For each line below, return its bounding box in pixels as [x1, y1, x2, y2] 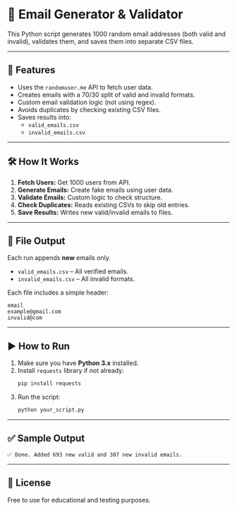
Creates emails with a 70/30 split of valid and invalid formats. [17, 90, 195, 99]
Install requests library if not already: [17, 367, 125, 375]
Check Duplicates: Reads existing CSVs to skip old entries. [17, 200, 190, 209]
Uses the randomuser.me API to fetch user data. [17, 82, 153, 91]
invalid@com [7, 314, 42, 321]
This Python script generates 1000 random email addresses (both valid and [7, 30, 226, 38]
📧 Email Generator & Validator [7, 6, 183, 23]
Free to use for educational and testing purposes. [7, 495, 151, 504]
